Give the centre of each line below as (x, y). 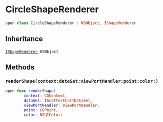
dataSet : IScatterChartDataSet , (58, 101)
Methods (20, 67)
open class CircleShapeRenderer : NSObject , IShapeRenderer (71, 23)
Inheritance (24, 39)
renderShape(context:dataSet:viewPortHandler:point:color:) (82, 81)
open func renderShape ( (31, 91)
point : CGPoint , (41, 110)
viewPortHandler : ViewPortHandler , (62, 105)
